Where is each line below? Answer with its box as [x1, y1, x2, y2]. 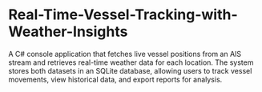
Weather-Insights [8, 22, 128, 41]
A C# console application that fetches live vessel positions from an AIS [8, 49, 242, 58]
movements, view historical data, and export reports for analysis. [8, 74, 223, 84]
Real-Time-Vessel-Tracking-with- [8, 6, 238, 24]
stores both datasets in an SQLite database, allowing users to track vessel [8, 66, 252, 75]
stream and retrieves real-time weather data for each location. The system [8, 58, 254, 67]
